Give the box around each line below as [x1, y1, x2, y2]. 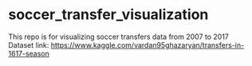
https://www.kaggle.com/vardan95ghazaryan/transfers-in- [50, 40, 245, 49]
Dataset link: [8, 40, 49, 49]
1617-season [8, 49, 50, 58]
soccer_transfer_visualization [8, 6, 209, 24]
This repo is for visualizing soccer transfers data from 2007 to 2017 [8, 32, 230, 41]
